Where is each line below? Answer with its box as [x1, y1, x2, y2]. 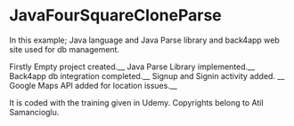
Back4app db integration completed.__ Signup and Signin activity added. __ [9, 70, 285, 81]
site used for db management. [9, 43, 120, 54]
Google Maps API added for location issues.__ [9, 80, 178, 91]
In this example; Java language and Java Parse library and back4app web [9, 35, 281, 45]
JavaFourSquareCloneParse [9, 5, 223, 26]
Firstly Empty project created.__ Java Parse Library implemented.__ [9, 61, 256, 72]
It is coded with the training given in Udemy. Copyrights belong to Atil [9, 97, 265, 107]
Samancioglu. [9, 106, 60, 117]
